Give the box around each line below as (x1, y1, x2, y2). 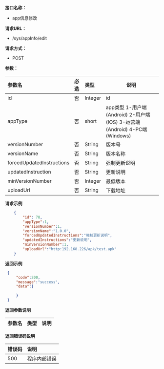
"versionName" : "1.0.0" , (22, 228, 71, 234)
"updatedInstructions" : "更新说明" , (22, 238, 92, 242)
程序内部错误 (27, 355, 57, 362)
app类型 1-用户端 (105, 104, 147, 110)
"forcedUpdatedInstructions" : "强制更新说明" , (22, 233, 112, 238)
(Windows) (105, 132, 131, 139)
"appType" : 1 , (22, 219, 49, 224)
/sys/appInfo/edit (12, 35, 47, 41)
